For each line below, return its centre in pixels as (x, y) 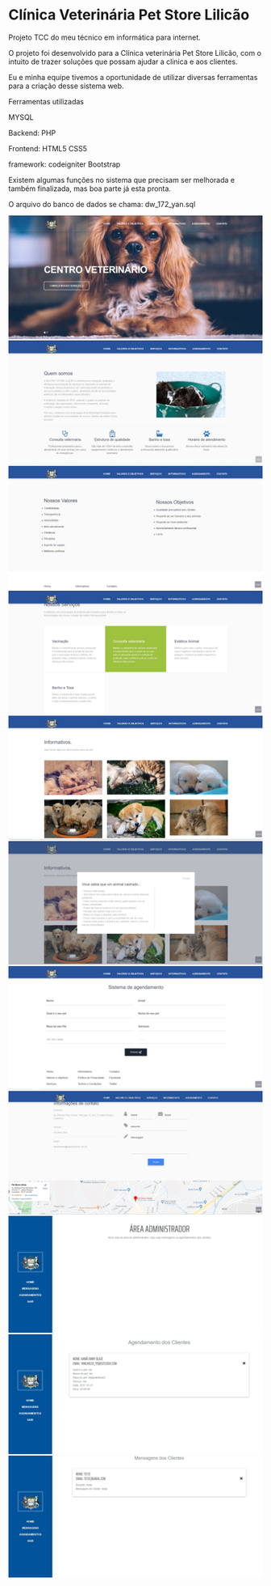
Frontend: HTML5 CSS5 (48, 148)
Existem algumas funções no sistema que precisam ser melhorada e (122, 180)
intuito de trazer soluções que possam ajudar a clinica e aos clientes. (123, 61)
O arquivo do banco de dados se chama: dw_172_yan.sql (102, 204)
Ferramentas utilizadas (46, 101)
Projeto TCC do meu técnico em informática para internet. (105, 37)
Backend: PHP (32, 133)
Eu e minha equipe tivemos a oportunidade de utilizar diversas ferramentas (133, 77)
